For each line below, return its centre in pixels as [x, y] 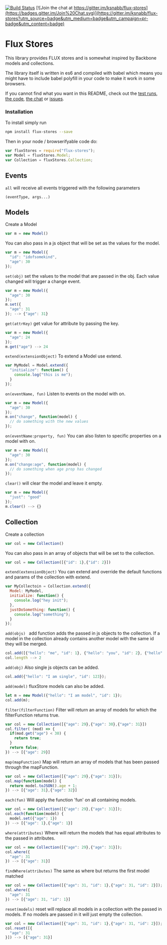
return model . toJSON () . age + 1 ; [44, 786]
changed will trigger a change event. [43, 281]
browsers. [16, 83]
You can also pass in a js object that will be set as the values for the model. [83, 243]
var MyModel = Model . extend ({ [37, 366]
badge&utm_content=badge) [35, 24]
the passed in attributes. [30, 838]
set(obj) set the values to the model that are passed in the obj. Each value [82, 276]
